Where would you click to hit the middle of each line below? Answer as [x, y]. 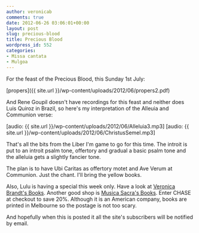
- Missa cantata [26, 56]
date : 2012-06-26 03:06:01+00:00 [48, 23]
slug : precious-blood [33, 34]
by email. [17, 223]
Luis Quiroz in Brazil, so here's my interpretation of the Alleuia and [88, 108]
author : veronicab [29, 12]
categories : [21, 51]
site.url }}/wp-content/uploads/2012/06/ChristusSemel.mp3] [81, 133]
